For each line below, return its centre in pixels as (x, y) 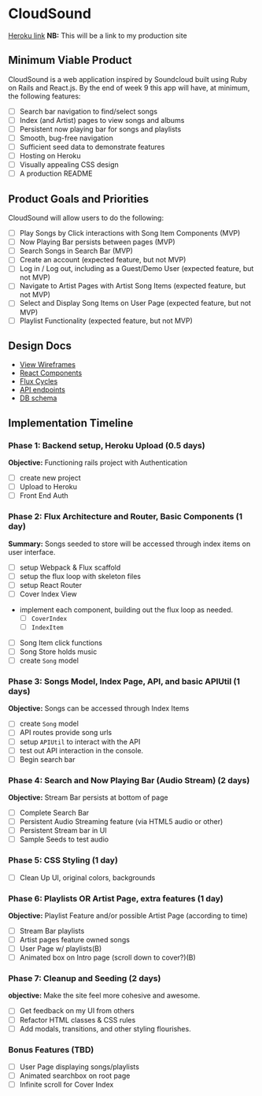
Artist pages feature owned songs (74, 939)
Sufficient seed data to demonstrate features (92, 147)
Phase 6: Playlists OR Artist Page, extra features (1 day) (116, 898)
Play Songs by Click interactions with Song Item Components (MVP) (130, 233)
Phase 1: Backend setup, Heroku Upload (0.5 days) (107, 445)
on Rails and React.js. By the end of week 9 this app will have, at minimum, (129, 87)
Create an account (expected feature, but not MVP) (103, 260)
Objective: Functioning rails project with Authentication (98, 463)
